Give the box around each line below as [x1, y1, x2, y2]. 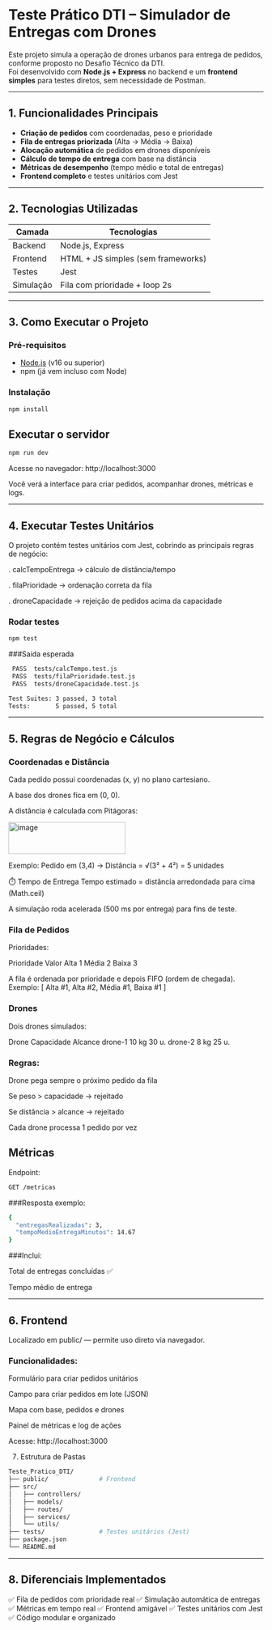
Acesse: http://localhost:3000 [8, 1437, 108, 1446]
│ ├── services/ [8, 1513, 70, 1521]
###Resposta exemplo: [8, 1198, 86, 1208]
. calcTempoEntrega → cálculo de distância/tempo [8, 564, 176, 574]
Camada [15, 226, 49, 237]
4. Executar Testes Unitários [8, 519, 155, 533]
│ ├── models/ [8, 1497, 63, 1506]
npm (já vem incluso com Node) [19, 367, 127, 376]
